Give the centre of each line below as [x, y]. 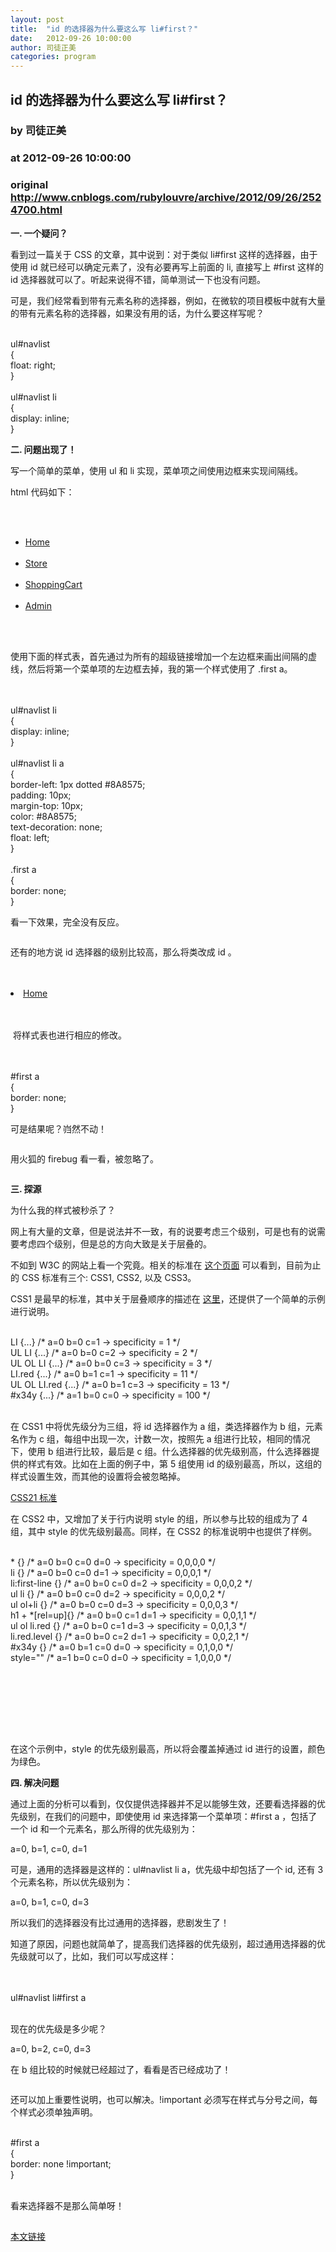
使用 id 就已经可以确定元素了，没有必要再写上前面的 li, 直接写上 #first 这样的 [167, 267]
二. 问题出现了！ [43, 449]
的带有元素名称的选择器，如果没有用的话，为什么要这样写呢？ [137, 313]
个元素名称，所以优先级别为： [71, 1882]
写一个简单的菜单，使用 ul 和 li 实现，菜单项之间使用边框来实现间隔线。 [157, 470]
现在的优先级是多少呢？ [58, 2028]
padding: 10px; [41, 795]
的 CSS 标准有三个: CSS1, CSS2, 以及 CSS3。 [103, 1277]
